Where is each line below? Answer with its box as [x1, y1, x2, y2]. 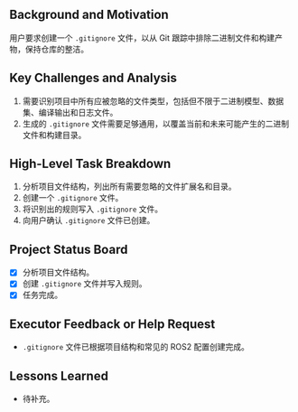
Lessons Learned [9, 368, 108, 383]
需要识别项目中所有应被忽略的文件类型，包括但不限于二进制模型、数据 [22, 95, 284, 107]
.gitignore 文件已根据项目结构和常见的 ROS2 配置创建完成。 [22, 342, 250, 352]
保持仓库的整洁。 [24, 43, 88, 54]
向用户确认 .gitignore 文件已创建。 [22, 215, 155, 226]
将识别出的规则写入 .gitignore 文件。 [22, 203, 163, 215]
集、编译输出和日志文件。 [22, 107, 118, 117]
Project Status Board [9, 241, 128, 257]
